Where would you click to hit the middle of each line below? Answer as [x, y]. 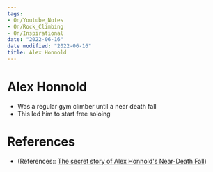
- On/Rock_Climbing [35, 26]
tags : [15, 14]
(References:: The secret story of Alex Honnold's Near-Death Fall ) [112, 161]
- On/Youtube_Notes [35, 20]
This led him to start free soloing [64, 114]
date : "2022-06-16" [35, 40]
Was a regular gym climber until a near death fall [87, 106]
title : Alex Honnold [37, 53]
